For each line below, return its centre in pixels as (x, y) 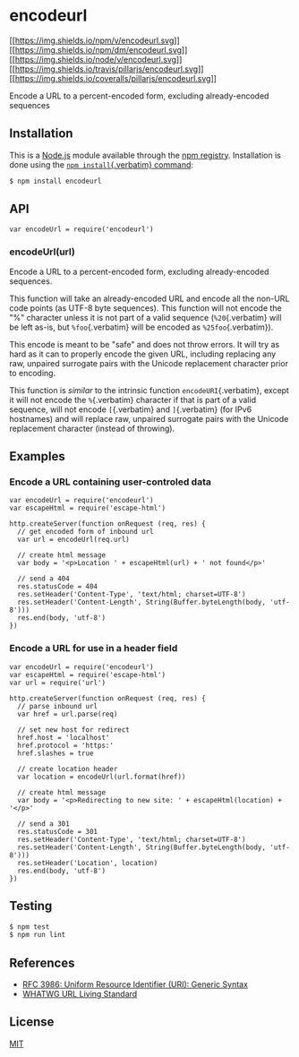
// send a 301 (43, 824)
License (32, 1022)
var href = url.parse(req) (68, 714)
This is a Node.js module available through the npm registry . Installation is (145, 155)
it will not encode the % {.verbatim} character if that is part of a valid (133, 400)
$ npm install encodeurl (56, 181)
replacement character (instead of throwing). (92, 428)
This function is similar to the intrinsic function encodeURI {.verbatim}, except (149, 390)
